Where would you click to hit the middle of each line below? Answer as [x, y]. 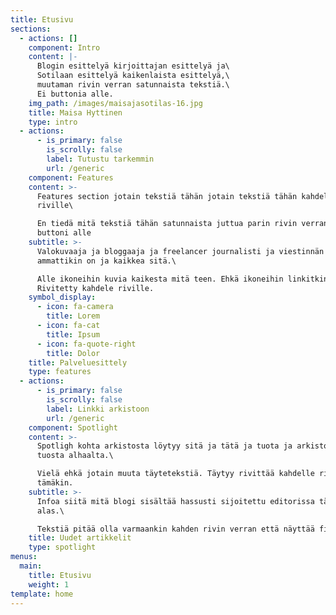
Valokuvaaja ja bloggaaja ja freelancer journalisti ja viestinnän [180, 251]
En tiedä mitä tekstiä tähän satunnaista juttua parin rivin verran [182, 224]
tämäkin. [55, 483]
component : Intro [64, 47]
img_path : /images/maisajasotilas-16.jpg [115, 103]
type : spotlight [62, 547]
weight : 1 [49, 584]
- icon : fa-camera [75, 307]
